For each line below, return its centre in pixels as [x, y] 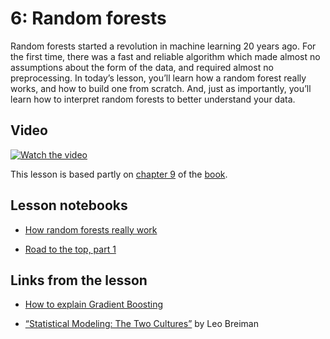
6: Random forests [88, 18]
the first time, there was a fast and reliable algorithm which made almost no [165, 56]
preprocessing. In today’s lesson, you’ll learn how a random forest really [158, 78]
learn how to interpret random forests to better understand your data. [153, 99]
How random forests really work [91, 229]
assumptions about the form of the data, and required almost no [142, 67]
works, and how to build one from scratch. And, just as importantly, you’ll [161, 88]
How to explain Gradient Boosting [94, 304]
